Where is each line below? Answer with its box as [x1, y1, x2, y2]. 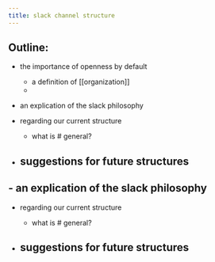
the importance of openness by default [19, 62, 148, 71]
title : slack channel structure [8, 11, 115, 20]
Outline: [8, 41, 49, 55]
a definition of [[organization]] [31, 77, 130, 87]
